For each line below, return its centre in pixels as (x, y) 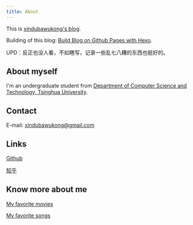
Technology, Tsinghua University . (47, 92)
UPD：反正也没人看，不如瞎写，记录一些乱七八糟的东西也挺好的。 (87, 52)
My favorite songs (28, 215)
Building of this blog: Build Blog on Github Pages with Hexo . (79, 40)
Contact (21, 111)
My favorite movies (30, 204)
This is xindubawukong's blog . (44, 29)
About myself (32, 72)
